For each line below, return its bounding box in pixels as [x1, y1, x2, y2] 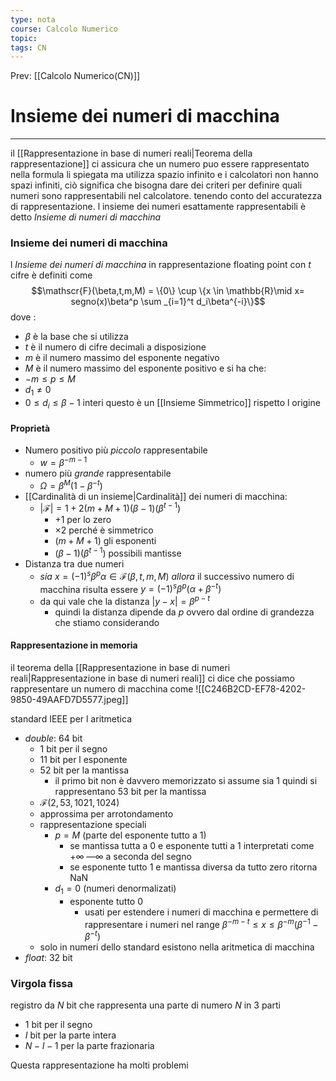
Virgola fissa [10, 977, 73, 991]
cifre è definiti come [10, 269, 93, 281]
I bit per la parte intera [24, 1029, 117, 1041]
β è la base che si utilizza [24, 331, 129, 343]
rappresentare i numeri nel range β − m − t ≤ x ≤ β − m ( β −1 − [84, 916, 319, 930]
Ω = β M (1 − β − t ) [39, 477, 103, 491]
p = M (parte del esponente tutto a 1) [54, 829, 207, 841]
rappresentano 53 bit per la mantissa [54, 786, 207, 798]
